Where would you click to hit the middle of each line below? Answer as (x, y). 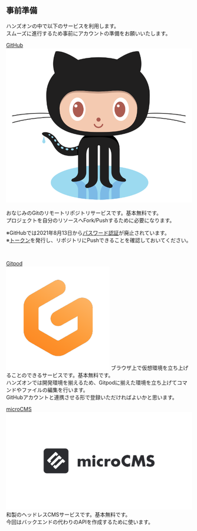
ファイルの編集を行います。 (55, 390)
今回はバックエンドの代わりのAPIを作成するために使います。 (80, 522)
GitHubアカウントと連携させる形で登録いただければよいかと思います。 (92, 397)
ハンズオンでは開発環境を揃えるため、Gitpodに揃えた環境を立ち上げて (92, 382)
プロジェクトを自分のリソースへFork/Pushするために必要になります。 (91, 220)
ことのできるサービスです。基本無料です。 (62, 375)
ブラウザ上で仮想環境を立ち (144, 368)
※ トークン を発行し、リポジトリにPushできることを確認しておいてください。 (99, 240)
